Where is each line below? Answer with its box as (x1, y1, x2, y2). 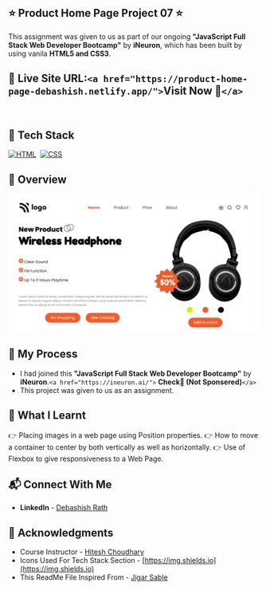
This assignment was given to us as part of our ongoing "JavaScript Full (8, 31, 246, 41)
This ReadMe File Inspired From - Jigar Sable (19, 572, 169, 582)
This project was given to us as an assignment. (19, 385, 174, 395)
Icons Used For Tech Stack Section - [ (19, 556, 145, 565)
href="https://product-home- (103, 73, 248, 85)
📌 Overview (8, 172, 67, 186)
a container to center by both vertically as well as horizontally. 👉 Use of (8, 442, 245, 452)
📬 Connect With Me (8, 478, 112, 491)
